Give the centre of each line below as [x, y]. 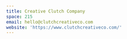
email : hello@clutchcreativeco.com [50, 22]
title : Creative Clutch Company [46, 11]
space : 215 [19, 17]
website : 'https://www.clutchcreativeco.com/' [64, 27]
